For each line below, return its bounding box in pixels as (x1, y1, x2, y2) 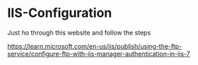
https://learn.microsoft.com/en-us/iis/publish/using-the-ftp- (7, 42, 182, 50)
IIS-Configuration (7, 5, 112, 21)
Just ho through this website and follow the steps (7, 28, 151, 37)
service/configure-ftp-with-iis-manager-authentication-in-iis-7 (7, 49, 191, 58)
